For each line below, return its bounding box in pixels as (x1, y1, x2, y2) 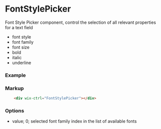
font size (12, 44, 30, 50)
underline (12, 60, 32, 65)
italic (12, 54, 22, 60)
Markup (5, 85, 24, 92)
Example (5, 72, 26, 79)
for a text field (5, 24, 33, 30)
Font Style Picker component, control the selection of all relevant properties (5, 19, 156, 25)
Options (5, 107, 24, 114)
